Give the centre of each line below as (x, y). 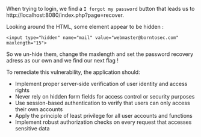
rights (22, 90)
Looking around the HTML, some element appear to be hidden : (85, 27)
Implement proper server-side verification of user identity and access (101, 84)
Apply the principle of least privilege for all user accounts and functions (104, 116)
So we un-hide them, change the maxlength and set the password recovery (100, 54)
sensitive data (32, 128)
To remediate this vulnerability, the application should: (73, 72)
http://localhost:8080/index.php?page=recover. (65, 15)
